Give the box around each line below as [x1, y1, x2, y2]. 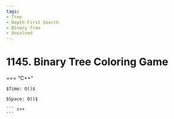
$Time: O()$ [6, 86, 35, 92]
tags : [6, 8, 19, 15]
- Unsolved [6, 30, 33, 36]
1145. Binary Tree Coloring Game [6, 55, 169, 69]
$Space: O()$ [6, 96, 38, 102]
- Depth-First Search [6, 19, 59, 25]
